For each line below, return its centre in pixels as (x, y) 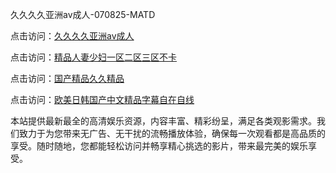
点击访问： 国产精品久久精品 (67, 78)
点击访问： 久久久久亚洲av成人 (72, 36)
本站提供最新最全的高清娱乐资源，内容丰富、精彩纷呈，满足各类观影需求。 (163, 121)
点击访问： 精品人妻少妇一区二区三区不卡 (93, 57)
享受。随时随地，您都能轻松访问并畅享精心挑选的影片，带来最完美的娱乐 (159, 146)
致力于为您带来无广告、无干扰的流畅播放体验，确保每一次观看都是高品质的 (172, 133)
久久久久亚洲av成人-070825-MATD (83, 14)
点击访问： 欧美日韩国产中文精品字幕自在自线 (102, 99)
